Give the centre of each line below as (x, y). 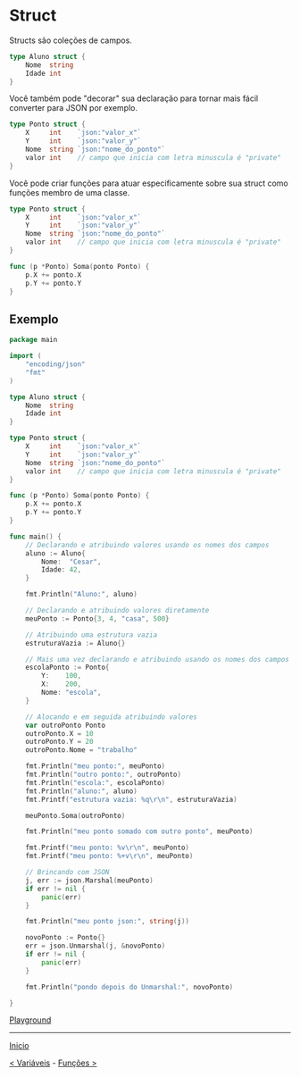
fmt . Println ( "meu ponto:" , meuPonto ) (96, 766)
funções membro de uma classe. (70, 192)
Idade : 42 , (62, 570)
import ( (25, 356)
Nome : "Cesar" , (71, 562)
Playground (30, 1020)
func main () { (36, 537)
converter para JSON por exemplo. (74, 108)
